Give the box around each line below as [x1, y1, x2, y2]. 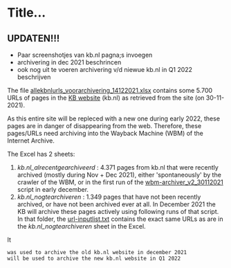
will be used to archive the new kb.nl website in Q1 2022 [7, 255, 181, 262]
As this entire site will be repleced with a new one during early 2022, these [7, 114, 220, 123]
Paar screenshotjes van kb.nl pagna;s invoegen [17, 51, 153, 59]
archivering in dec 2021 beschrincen [17, 58, 122, 66]
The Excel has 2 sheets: [7, 150, 75, 158]
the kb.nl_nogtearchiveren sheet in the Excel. [17, 222, 147, 230]
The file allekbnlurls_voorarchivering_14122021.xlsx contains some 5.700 [7, 87, 213, 94]
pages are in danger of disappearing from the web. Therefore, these [7, 122, 202, 129]
